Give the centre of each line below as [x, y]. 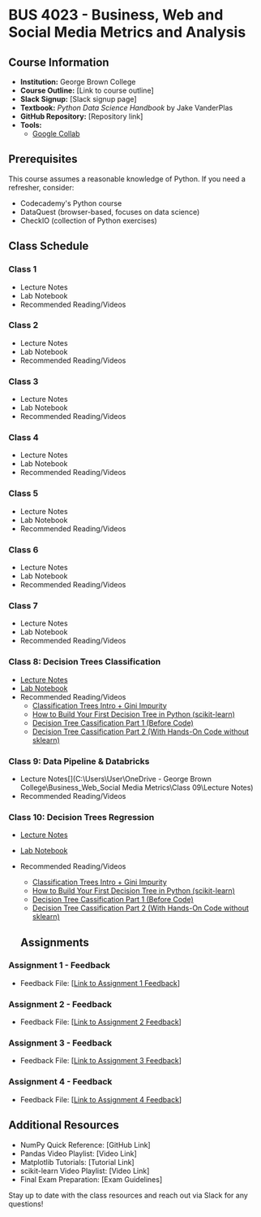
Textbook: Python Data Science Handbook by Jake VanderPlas [126, 108]
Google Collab [56, 133]
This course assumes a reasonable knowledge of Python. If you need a [127, 179]
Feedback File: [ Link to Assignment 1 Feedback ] [100, 983]
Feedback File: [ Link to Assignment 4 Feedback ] [101, 1099]
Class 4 [24, 438]
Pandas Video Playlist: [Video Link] [78, 1154]
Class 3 [24, 382]
